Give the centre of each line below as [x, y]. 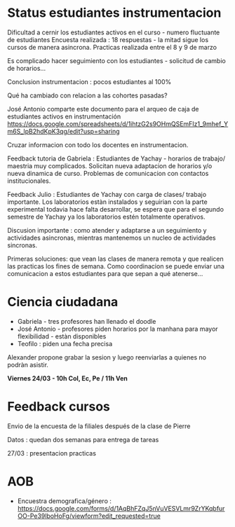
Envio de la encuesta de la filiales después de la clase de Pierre [99, 426]
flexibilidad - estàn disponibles [62, 336]
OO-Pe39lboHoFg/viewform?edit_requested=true [89, 516]
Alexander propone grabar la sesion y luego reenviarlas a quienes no [107, 357]
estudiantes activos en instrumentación [64, 116]
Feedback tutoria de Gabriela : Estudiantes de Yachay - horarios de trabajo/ [116, 158]
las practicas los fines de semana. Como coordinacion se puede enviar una [116, 266]
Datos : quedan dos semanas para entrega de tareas [83, 439]
